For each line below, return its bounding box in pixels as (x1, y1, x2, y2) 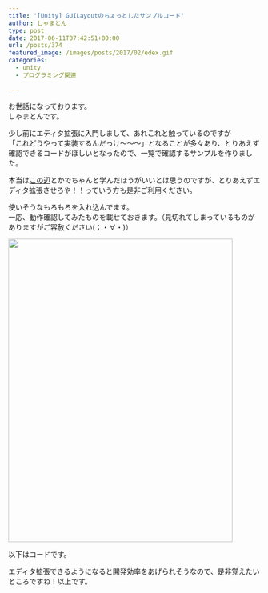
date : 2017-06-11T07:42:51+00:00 (8, 34, 120, 42)
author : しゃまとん (8, 19, 67, 27)
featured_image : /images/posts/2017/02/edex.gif (8, 49, 174, 57)
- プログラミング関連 (15, 71, 77, 79)
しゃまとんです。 (8, 111, 64, 121)
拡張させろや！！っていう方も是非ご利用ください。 (29, 185, 198, 194)
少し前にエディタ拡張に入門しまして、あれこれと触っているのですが (8, 128, 232, 138)
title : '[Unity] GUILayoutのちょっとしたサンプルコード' (8, 11, 186, 20)
